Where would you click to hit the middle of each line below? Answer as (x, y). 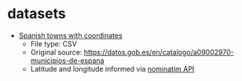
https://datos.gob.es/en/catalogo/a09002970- (159, 52)
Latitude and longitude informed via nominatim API (112, 68)
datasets (37, 14)
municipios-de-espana (67, 61)
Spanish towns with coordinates (70, 35)
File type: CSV (54, 43)
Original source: (56, 52)
